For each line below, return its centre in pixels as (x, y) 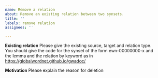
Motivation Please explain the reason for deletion (54, 70)
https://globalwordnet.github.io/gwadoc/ (45, 61)
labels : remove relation (30, 23)
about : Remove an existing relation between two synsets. (65, 14)
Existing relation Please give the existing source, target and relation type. (78, 46)
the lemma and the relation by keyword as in (49, 56)
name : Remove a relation (30, 9)
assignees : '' (19, 28)
